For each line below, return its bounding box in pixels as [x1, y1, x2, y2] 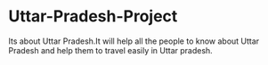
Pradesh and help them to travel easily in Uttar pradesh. [8, 45, 213, 55]
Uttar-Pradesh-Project [8, 6, 178, 27]
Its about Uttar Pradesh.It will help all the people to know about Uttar [8, 36, 260, 46]
